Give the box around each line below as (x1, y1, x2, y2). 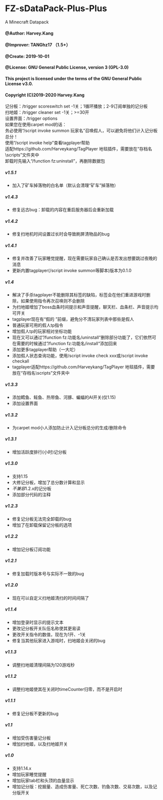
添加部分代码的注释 (12, 491, 51, 497)
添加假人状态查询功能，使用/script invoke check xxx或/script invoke (12, 352, 148, 358)
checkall (12, 358, 29, 364)
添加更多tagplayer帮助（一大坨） (12, 346, 78, 352)
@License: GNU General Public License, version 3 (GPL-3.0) (5, 64, 129, 71)
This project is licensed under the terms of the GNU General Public (5, 75, 142, 81)
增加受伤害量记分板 (12, 735, 51, 741)
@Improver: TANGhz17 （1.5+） (5, 42, 71, 48)
